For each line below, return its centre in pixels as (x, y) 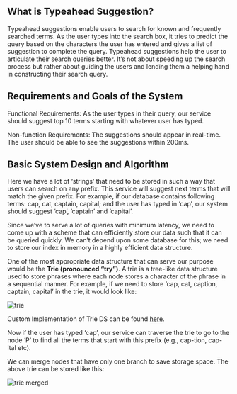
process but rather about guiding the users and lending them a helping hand (118, 66)
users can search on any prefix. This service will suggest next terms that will (119, 189)
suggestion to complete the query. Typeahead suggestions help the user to (117, 51)
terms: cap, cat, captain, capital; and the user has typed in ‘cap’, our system (118, 204)
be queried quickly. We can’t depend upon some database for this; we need (118, 240)
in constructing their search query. (58, 74)
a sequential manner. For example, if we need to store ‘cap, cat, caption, (112, 284)
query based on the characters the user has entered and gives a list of (110, 44)
